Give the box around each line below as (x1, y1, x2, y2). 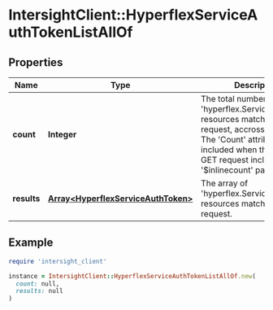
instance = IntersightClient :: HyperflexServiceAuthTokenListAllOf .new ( (8, 272, 256, 280)
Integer (47, 129, 77, 140)
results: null (15, 287, 63, 295)
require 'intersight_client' (8, 257, 107, 265)
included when (200, 144, 258, 155)
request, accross (200, 124, 266, 135)
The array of (200, 177, 249, 189)
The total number (200, 94, 266, 104)
